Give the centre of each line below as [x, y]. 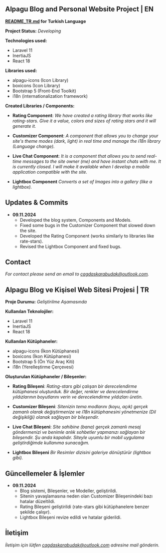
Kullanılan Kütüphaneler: [31, 341]
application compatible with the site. [50, 172]
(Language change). [33, 146]
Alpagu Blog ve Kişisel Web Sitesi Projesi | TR [77, 290]
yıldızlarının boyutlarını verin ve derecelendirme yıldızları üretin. [78, 397]
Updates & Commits [37, 203]
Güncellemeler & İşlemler [45, 473]
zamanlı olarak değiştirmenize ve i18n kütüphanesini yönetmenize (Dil [84, 412]
